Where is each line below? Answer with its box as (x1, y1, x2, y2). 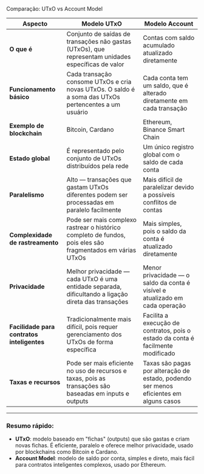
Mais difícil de (142, 175, 183, 184)
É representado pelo (66, 147, 124, 155)
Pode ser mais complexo (66, 215, 137, 224)
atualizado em (142, 294, 183, 302)
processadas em (66, 198, 114, 206)
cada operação (142, 302, 186, 310)
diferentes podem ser (66, 191, 128, 199)
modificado (142, 349, 175, 357)
